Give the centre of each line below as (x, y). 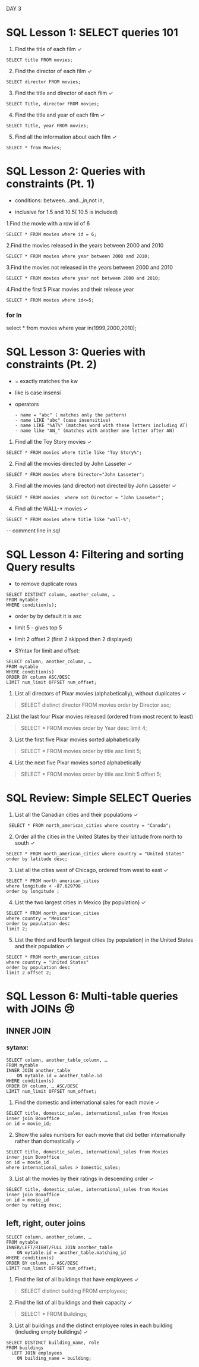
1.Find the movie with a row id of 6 (48, 223)
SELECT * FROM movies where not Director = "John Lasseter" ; (85, 497)
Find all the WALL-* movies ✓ (51, 509)
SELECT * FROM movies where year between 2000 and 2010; (78, 256)
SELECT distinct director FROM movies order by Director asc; (96, 705)
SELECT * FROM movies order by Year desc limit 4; (84, 728)
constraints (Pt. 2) (51, 365)
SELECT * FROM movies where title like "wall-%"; (69, 520)
